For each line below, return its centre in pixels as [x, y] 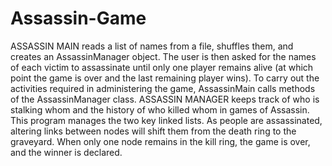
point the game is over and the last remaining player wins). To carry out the [165, 78]
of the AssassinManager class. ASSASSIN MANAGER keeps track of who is [165, 99]
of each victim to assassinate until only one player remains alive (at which [162, 67]
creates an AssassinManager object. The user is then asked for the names [163, 56]
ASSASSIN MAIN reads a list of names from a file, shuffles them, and [152, 46]
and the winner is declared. [66, 152]
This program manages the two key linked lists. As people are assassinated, [166, 120]
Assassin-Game [78, 18]
